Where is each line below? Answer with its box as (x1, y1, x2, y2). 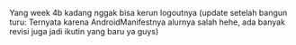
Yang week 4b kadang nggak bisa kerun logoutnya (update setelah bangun (9, 8, 288, 18)
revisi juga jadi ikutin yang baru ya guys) (9, 26, 159, 36)
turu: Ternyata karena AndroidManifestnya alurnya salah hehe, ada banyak (9, 17, 286, 27)
